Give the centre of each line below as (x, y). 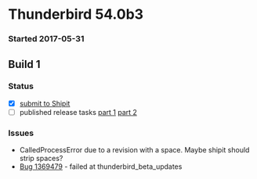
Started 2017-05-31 (46, 39)
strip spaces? (41, 159)
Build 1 (24, 64)
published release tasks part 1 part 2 (78, 112)
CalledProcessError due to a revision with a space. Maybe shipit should (134, 150)
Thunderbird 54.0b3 (76, 14)
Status (21, 86)
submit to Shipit (45, 103)
